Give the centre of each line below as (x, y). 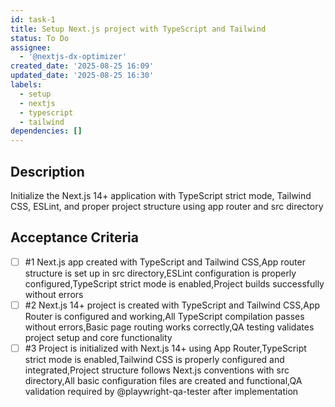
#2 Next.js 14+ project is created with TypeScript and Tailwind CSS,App (172, 305)
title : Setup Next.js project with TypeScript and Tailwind (138, 29)
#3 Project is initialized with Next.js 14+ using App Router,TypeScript (165, 348)
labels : (26, 85)
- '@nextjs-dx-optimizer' (73, 57)
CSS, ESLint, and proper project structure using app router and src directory (167, 206)
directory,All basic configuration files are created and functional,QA (163, 380)
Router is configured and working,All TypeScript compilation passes (164, 316)
